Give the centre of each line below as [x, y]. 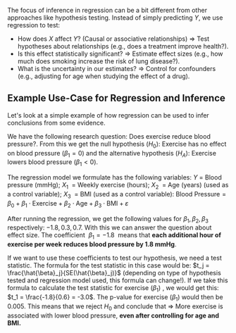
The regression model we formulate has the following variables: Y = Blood [114, 177]
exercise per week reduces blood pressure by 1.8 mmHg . [92, 244]
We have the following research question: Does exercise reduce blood [109, 136]
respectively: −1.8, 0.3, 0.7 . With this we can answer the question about [110, 227]
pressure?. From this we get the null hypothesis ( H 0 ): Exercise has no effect [117, 145]
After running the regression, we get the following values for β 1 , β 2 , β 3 [108, 219]
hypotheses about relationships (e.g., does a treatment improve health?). [123, 46]
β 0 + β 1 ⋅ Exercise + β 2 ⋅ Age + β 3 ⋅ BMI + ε [68, 204]
